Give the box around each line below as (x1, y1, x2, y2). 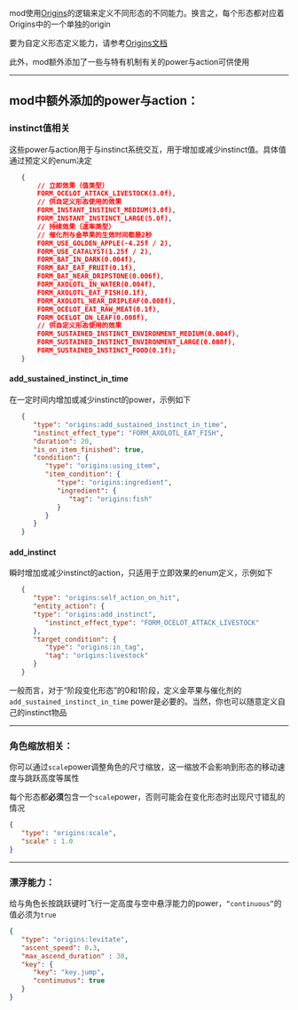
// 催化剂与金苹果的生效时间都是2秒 (36, 230, 153, 240)
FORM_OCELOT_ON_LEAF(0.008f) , (36, 313, 149, 322)
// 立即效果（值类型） (36, 181, 109, 190)
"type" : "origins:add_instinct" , (32, 610, 157, 619)
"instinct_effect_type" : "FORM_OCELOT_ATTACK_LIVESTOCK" (44, 618, 260, 627)
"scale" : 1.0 (20, 837, 74, 846)
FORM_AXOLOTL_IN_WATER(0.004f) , (36, 280, 157, 289)
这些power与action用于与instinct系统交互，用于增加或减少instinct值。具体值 (9, 144, 286, 154)
